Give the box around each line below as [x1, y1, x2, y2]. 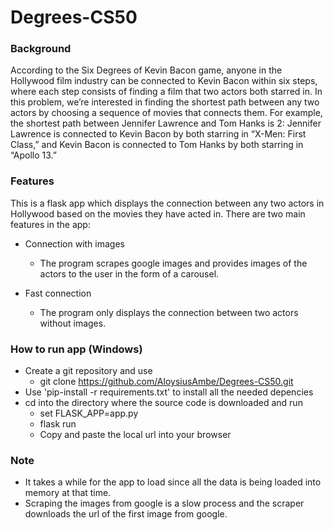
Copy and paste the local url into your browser [39, 429, 232, 441]
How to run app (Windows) [10, 342, 143, 356]
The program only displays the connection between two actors [39, 306, 299, 318]
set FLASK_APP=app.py [39, 407, 139, 420]
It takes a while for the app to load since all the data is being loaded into [24, 476, 322, 488]
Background [10, 42, 72, 56]
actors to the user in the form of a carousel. [39, 267, 220, 280]
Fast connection [24, 287, 92, 299]
